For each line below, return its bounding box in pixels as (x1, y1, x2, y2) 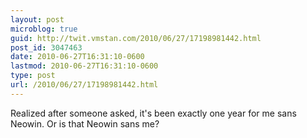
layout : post (10, 14, 65, 25)
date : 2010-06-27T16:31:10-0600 (10, 52, 145, 62)
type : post (10, 71, 56, 81)
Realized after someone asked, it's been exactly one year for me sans (10, 107, 297, 119)
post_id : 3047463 (10, 42, 83, 53)
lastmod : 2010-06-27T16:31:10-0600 (10, 61, 159, 71)
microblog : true (10, 24, 78, 34)
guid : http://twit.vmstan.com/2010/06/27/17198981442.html (10, 33, 262, 43)
